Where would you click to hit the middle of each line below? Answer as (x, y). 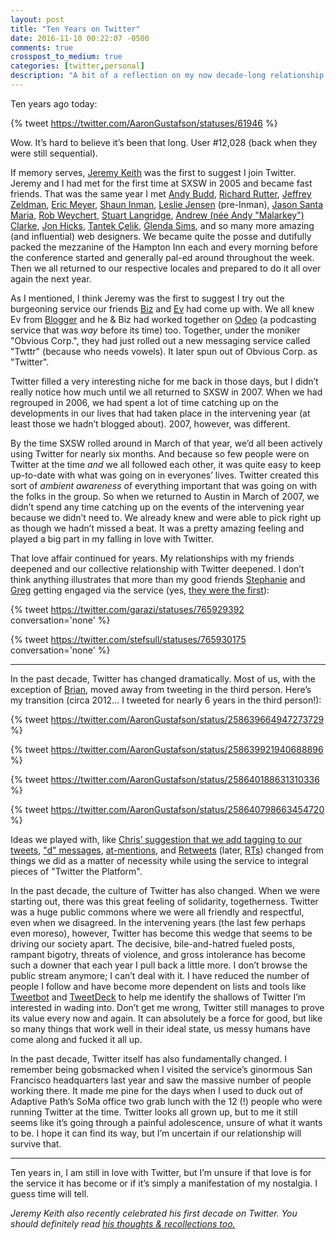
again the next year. (51, 278)
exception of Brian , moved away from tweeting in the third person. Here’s (161, 689)
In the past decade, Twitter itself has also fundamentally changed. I (149, 1058)
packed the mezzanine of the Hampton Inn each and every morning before (164, 247)
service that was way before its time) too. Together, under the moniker (155, 330)
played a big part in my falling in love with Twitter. (112, 538)
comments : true (42, 47)
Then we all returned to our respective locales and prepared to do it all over (166, 268)
